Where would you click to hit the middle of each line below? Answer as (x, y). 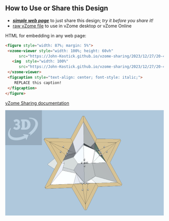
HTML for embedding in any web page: (46, 35)
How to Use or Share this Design (57, 8)
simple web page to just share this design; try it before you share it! (83, 20)
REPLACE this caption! (38, 83)
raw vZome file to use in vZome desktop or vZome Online (72, 26)
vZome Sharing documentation (37, 103)
